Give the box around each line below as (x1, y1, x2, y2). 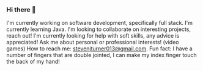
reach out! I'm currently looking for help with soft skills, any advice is (6, 32, 180, 39)
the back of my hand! (6, 58, 60, 66)
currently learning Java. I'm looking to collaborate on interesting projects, (6, 25, 191, 33)
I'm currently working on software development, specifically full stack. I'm (6, 19, 193, 27)
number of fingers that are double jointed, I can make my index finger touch (6, 52, 197, 59)
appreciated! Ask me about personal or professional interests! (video (6, 39, 179, 46)
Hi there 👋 (6, 5, 37, 14)
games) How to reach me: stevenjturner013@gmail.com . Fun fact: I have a (6, 45, 193, 52)
